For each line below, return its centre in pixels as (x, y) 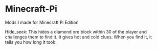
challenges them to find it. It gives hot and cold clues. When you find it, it (78, 37)
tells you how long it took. (31, 42)
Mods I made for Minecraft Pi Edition (42, 22)
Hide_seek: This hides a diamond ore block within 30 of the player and (76, 32)
